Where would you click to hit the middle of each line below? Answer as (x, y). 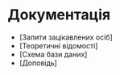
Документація (59, 15)
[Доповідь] (38, 63)
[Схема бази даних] (53, 54)
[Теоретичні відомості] (58, 45)
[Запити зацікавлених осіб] (66, 37)
